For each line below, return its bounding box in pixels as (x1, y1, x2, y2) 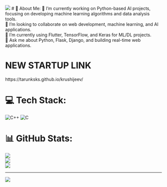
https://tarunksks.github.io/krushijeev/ (5, 76, 83, 82)
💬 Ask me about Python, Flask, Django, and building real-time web (5, 37, 141, 43)
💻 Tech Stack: (5, 94, 67, 106)
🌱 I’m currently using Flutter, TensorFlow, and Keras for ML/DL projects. (5, 32, 152, 38)
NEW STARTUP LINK (5, 60, 91, 71)
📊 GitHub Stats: (5, 133, 73, 144)
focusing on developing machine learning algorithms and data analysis (5, 11, 150, 16)
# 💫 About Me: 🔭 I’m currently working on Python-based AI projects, (11, 5, 151, 11)
